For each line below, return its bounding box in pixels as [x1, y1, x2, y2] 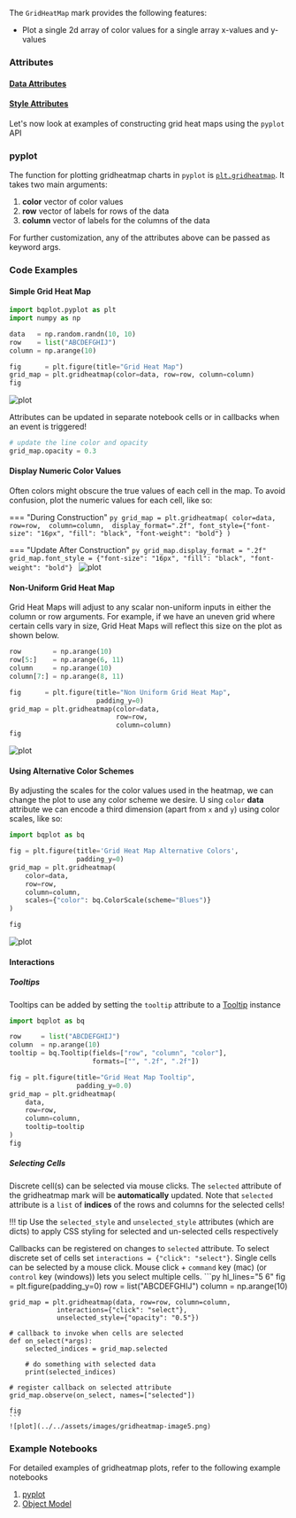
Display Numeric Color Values [9, 465, 122, 477]
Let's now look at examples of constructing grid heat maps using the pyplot [9, 118, 285, 128]
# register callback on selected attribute [9, 1382, 172, 1392]
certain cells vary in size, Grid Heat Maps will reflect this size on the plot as [9, 620, 283, 632]
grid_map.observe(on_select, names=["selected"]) [9, 1390, 196, 1399]
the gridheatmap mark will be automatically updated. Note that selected [9, 1189, 274, 1200]
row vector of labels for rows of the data [21, 206, 170, 216]
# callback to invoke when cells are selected [9, 1328, 184, 1337]
